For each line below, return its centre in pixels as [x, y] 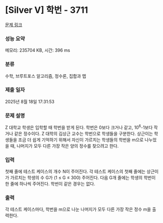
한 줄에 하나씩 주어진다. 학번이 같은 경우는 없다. [50, 184]
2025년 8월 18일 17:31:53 [30, 101]
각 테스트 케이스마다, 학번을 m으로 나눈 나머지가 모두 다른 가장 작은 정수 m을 [78, 209]
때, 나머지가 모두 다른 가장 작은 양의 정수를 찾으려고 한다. [64, 146]
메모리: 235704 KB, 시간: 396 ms [38, 50]
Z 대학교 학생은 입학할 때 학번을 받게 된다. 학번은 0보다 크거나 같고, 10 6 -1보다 [79, 127]
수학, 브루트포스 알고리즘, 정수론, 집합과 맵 [46, 76]
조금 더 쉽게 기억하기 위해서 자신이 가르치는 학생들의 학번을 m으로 [81, 140]
